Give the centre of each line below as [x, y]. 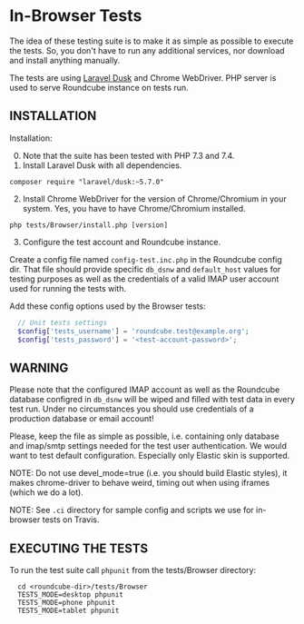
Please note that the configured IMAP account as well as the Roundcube [145, 390]
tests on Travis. [71, 520]
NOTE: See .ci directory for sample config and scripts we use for [132, 510]
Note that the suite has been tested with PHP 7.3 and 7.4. [128, 155]
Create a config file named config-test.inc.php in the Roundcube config [146, 259]
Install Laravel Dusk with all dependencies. [102, 165]
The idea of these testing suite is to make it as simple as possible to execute [152, 41]
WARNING [39, 367]
